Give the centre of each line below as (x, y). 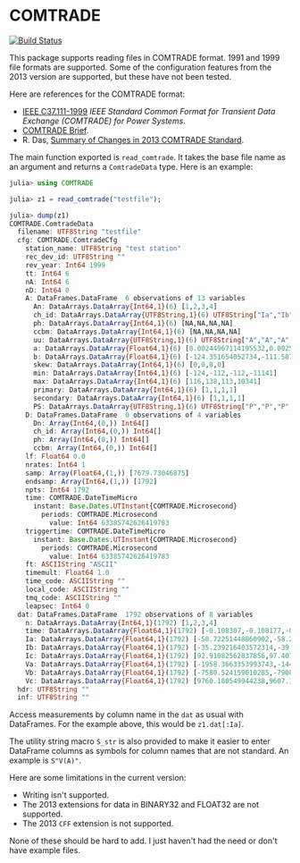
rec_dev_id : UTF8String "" (75, 257)
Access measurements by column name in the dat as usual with (126, 715)
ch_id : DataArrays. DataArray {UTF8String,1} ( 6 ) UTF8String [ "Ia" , (155, 315)
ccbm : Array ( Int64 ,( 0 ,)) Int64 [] (95, 448)
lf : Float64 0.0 (56, 457)
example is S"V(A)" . (46, 760)
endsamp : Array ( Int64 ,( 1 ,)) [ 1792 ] (92, 481)
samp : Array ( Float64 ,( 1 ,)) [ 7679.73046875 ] (108, 473)
